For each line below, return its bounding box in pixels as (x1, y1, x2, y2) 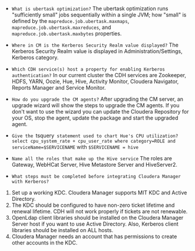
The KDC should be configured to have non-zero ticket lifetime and (11, 202, 175, 209)
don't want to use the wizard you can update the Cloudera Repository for (11, 108, 189, 115)
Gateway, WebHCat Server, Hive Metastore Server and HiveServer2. (11, 161, 178, 168)
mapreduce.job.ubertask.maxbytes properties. (11, 30, 122, 37)
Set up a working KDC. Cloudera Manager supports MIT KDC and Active (11, 189, 187, 196)
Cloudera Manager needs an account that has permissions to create (11, 233, 177, 240)
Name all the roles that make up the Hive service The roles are (11, 155, 173, 161)
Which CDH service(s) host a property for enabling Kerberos (11, 67, 166, 72)
